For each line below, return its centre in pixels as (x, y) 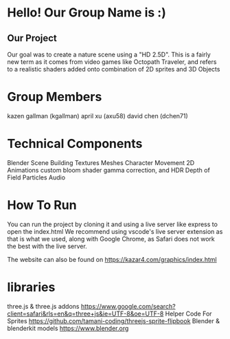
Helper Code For (188, 314)
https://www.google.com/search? (128, 306)
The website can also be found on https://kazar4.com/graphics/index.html (112, 259)
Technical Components (75, 144)
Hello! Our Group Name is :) (87, 13)
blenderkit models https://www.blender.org (68, 328)
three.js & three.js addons (43, 306)
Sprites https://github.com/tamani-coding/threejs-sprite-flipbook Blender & (113, 320)
